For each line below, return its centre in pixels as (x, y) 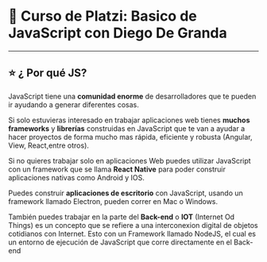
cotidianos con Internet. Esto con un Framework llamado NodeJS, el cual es (132, 233)
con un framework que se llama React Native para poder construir (117, 169)
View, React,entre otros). (49, 145)
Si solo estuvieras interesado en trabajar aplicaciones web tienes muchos (129, 120)
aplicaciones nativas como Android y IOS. (76, 177)
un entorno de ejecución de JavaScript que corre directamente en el (120, 242)
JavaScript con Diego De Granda (118, 33)
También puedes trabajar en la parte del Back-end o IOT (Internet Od (122, 217)
